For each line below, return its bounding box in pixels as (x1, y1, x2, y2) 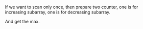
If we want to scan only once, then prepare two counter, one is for (5, 4, 139, 10)
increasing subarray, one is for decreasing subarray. (5, 9, 111, 15)
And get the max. (5, 19, 40, 24)
